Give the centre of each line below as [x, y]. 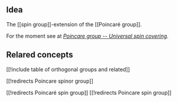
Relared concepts [40, 55]
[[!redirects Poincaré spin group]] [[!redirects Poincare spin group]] [89, 92]
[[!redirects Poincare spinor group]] [50, 81]
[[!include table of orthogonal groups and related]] [68, 69]
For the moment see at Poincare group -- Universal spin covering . [87, 36]
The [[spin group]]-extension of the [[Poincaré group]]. [74, 24]
